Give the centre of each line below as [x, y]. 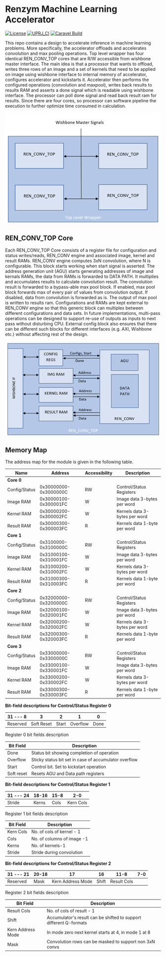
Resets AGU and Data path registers [68, 773]
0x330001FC [53, 670]
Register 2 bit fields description [37, 892]
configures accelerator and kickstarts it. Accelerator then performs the [77, 80]
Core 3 [14, 646]
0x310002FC [53, 571]
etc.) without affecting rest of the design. [47, 334]
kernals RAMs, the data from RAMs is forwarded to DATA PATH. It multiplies [82, 276]
